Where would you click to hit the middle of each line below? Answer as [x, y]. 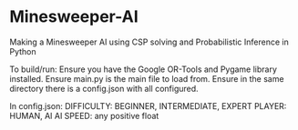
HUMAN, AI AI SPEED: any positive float [84, 115]
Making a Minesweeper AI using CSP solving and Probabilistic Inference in [149, 42]
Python [23, 51]
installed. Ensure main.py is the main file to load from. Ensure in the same [147, 78]
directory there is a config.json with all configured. [104, 88]
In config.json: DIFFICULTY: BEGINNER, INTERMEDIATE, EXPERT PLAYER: [148, 105]
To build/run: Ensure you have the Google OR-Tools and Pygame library [144, 69]
